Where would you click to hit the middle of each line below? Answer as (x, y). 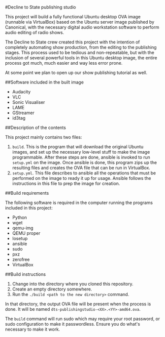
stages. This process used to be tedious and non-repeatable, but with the (80, 52)
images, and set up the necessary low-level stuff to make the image (81, 152)
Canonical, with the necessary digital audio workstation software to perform (82, 27)
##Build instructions (25, 274)
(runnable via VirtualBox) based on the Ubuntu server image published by (80, 22)
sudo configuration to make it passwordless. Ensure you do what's (73, 324)
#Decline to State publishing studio (41, 7)
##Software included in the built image (44, 82)
